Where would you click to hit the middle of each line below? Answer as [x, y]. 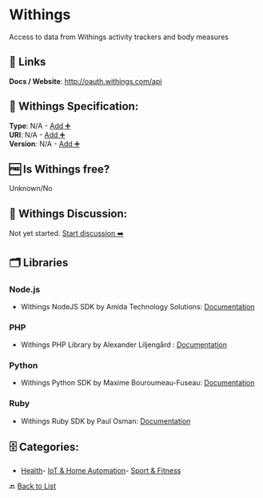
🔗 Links [28, 62]
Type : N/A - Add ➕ [40, 125]
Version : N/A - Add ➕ [45, 143]
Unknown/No [31, 189]
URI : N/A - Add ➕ [37, 134]
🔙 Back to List [33, 486]
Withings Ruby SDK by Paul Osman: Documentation [106, 420]
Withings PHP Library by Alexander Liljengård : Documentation [124, 345]
